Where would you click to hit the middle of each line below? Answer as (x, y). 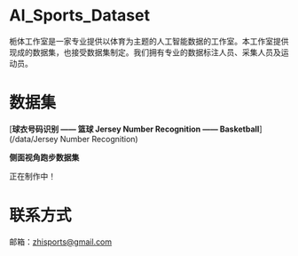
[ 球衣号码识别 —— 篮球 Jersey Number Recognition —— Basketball (134, 129)
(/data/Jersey (34, 139)
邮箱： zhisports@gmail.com (61, 242)
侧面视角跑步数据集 (44, 157)
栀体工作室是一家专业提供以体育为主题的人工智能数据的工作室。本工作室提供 (149, 41)
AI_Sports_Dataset (80, 16)
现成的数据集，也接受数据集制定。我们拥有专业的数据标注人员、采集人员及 (145, 52)
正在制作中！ (32, 176)
